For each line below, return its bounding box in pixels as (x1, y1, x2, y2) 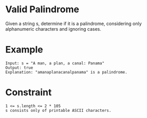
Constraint (5, 87, 52, 98)
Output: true (5, 65, 33, 70)
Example (5, 44, 43, 56)
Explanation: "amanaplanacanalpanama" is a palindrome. (5, 69, 127, 75)
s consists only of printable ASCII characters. (5, 108, 112, 113)
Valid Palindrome (5, 4, 80, 15)
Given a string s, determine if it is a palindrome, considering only (5, 20, 142, 27)
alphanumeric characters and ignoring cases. (5, 26, 101, 32)
